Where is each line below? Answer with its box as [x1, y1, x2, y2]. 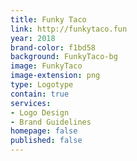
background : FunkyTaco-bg [10, 52, 118, 62]
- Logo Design [10, 107, 70, 118]
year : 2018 [10, 33, 56, 43]
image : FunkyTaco [10, 61, 83, 71]
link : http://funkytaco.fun [10, 24, 128, 34]
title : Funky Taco [10, 14, 87, 25]
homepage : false [10, 126, 78, 136]
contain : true [10, 89, 70, 99]
